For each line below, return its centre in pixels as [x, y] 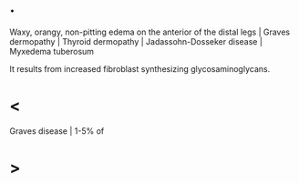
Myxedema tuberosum [52, 51]
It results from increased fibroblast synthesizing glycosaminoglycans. [140, 68]
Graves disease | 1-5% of [57, 131]
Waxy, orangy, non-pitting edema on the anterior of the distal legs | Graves [150, 32]
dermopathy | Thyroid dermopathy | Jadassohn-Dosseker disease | [136, 41]
